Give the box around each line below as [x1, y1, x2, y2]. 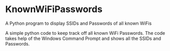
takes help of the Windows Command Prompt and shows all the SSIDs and [5, 35, 161, 41]
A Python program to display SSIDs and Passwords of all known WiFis [5, 20, 152, 26]
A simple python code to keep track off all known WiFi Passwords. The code [5, 30, 165, 36]
